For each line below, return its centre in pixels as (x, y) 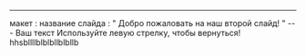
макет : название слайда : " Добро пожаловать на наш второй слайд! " (148, 23)
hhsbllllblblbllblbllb (44, 42)
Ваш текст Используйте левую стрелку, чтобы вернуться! (128, 33)
